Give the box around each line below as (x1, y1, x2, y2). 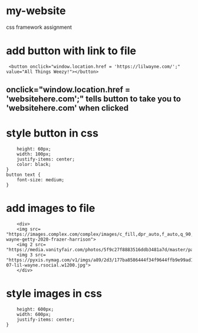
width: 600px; (16, 312, 51, 318)
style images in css (6, 287, 102, 301)
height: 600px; (16, 307, 54, 312)
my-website (6, 4, 66, 18)
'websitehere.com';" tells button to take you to (6, 94, 181, 104)
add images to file (6, 202, 95, 215)
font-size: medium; (16, 177, 65, 183)
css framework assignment (6, 24, 72, 31)
